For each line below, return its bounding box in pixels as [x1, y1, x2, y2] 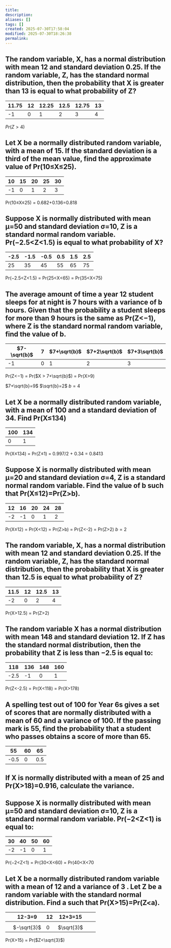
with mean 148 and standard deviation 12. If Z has [5, 632, 165, 641]
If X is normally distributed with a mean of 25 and [5, 773, 164, 782]
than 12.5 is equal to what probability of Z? [5, 573, 143, 582]
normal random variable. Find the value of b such [5, 481, 164, 490]
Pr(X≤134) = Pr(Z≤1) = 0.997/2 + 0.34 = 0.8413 [5, 450, 103, 456]
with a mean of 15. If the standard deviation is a [5, 147, 157, 155]
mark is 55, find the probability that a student [5, 724, 152, 733]
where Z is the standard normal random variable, [5, 321, 163, 330]
